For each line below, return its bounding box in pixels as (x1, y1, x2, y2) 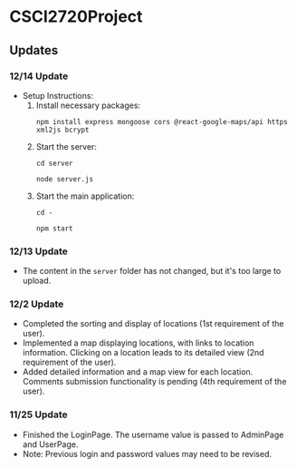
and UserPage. (22, 438, 79, 450)
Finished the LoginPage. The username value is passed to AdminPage (22, 429, 284, 440)
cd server (35, 159, 74, 168)
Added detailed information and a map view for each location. (22, 366, 254, 377)
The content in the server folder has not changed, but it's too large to (22, 266, 282, 277)
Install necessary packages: (35, 100, 141, 111)
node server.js (35, 174, 93, 183)
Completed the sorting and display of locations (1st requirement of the (22, 318, 284, 329)
